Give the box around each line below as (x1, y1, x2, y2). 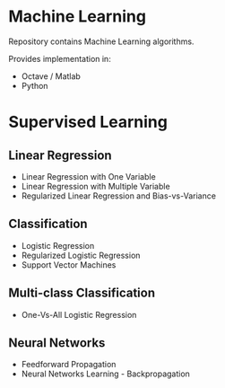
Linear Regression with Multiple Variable (21, 181, 171, 191)
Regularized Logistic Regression (21, 250, 141, 260)
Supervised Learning (8, 112, 168, 132)
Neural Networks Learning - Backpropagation (21, 368, 190, 379)
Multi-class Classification (8, 286, 156, 301)
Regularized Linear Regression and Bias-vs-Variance (21, 190, 217, 201)
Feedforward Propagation (21, 359, 117, 370)
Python (21, 80, 48, 91)
